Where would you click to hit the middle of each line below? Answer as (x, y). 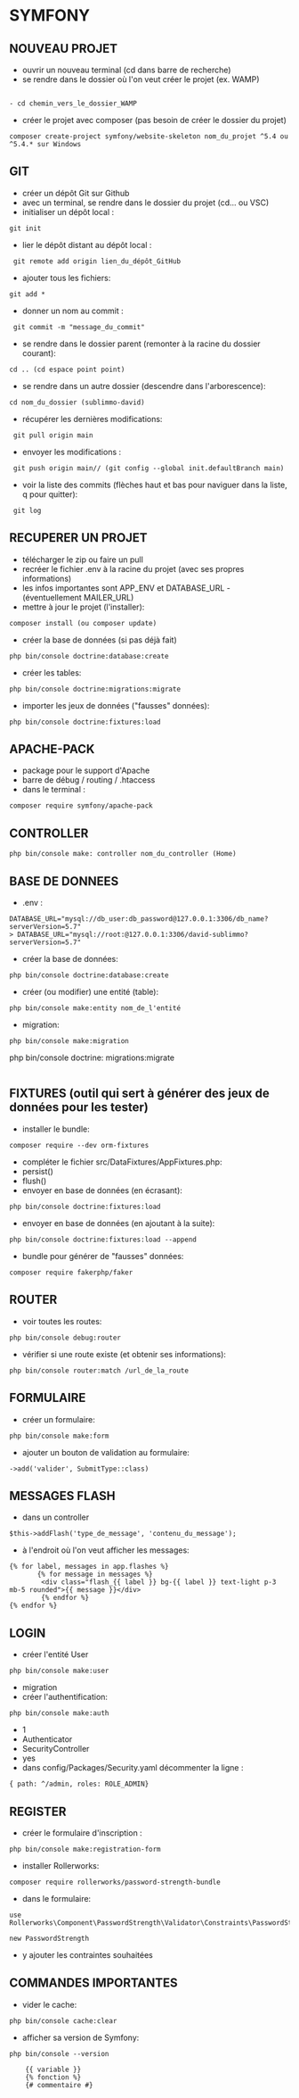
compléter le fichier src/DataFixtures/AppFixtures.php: (122, 1162)
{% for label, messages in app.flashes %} (89, 1567)
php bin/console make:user (59, 1671)
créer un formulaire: (58, 1419)
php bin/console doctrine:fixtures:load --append (103, 1240)
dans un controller (56, 1517)
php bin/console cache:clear (63, 2021)
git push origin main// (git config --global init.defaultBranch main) (149, 468)
